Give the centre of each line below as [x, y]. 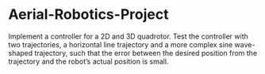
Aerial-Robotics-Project [88, 15]
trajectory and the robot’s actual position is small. [88, 61]
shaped [21, 53]
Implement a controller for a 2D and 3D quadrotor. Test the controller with [128, 36]
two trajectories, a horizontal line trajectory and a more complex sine [121, 44]
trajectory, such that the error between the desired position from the [146, 53]
